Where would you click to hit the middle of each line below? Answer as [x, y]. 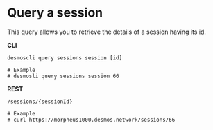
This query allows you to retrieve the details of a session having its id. [107, 32]
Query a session [55, 13]
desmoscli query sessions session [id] [65, 58]
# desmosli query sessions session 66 [63, 76]
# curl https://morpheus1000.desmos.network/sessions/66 [91, 120]
